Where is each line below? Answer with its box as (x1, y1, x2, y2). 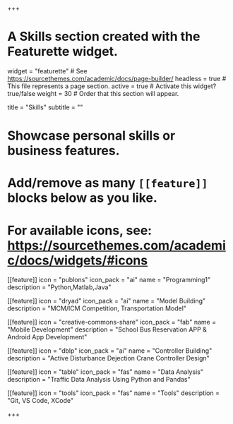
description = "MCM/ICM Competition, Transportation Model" (7, 304, 187, 313)
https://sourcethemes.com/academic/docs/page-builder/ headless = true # (7, 74, 227, 83)
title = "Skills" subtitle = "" (7, 103, 83, 111)
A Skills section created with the (7, 29, 201, 44)
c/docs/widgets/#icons (7, 252, 148, 268)
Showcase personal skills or (7, 128, 176, 144)
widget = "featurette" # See (7, 66, 88, 75)
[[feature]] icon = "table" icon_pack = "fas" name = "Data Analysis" (7, 368, 203, 376)
